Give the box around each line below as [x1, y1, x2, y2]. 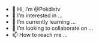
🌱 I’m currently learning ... [11, 18, 76, 25]
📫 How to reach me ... [11, 32, 68, 38]
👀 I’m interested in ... [11, 12, 63, 19]
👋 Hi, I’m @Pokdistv [11, 6, 61, 12]
